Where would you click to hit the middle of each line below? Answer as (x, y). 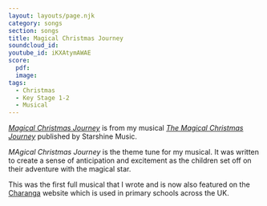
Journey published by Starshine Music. (73, 136)
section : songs (34, 30)
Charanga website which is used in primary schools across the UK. (119, 193)
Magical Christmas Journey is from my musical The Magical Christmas (126, 128)
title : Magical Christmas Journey (66, 38)
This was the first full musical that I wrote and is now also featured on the (129, 184)
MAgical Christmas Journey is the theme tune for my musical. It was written (133, 152)
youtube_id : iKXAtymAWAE (50, 53)
